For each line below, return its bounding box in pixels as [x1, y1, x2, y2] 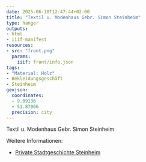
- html [6, 31, 23, 37]
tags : [6, 64, 20, 71]
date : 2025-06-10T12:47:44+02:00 [6, 8, 90, 15]
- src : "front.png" [6, 48, 55, 54]
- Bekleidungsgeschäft [6, 76, 63, 82]
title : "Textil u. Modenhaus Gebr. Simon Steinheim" [6, 14, 141, 20]
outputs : [6, 25, 28, 32]
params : [11, 53, 31, 59]
